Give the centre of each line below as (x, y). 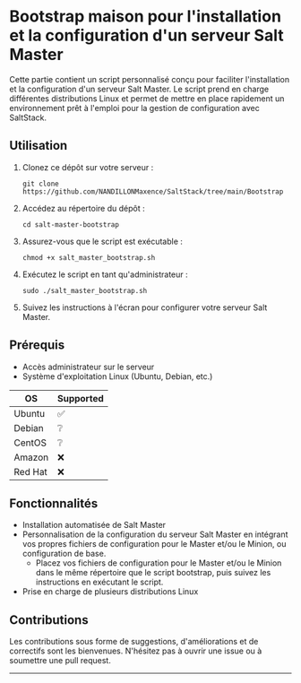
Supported (81, 398)
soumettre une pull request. (60, 661)
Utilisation (39, 146)
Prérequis (37, 346)
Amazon (31, 457)
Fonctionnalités (54, 503)
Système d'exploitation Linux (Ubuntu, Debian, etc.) (117, 376)
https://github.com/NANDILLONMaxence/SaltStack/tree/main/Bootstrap (153, 191)
